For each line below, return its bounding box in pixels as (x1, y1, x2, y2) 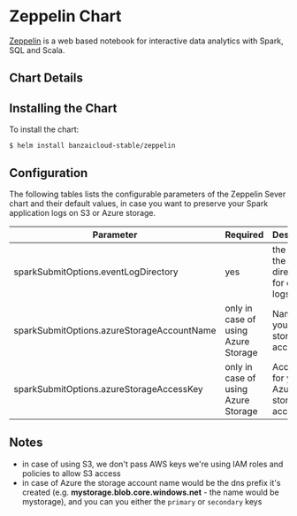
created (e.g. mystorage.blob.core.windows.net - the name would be (21, 487, 280, 497)
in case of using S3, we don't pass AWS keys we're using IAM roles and (21, 458, 284, 469)
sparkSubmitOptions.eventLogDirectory (13, 266, 179, 278)
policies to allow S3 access (21, 467, 121, 479)
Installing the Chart (9, 100, 118, 116)
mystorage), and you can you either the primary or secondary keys (21, 496, 263, 506)
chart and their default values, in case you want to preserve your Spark (9, 197, 269, 209)
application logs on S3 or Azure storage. (9, 207, 156, 218)
